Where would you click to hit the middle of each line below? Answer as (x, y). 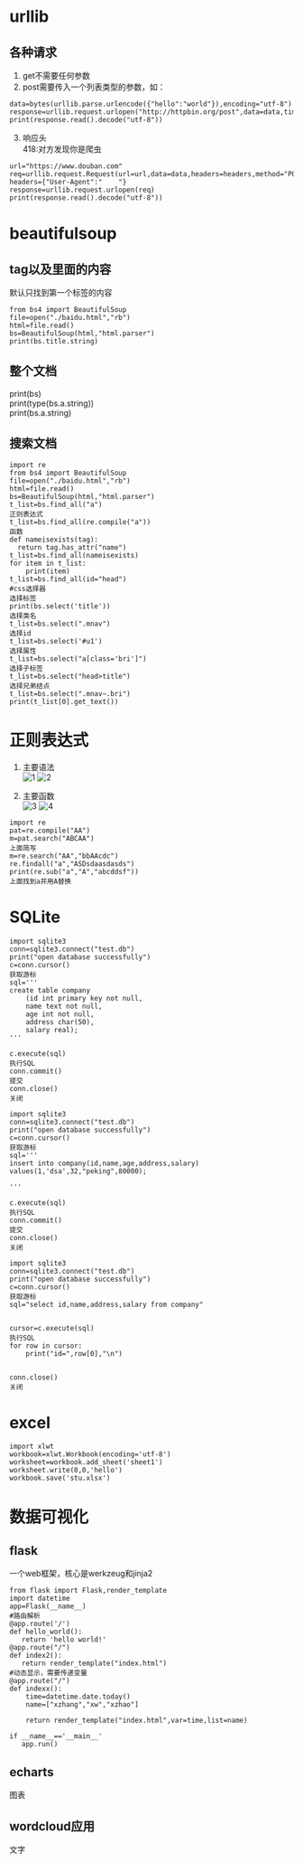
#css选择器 (28, 588)
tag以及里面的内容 (60, 269)
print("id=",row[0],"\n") (74, 1353)
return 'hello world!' (64, 1640)
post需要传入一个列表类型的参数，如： (94, 87)
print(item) (48, 571)
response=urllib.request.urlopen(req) (82, 190)
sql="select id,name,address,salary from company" (106, 1304)
